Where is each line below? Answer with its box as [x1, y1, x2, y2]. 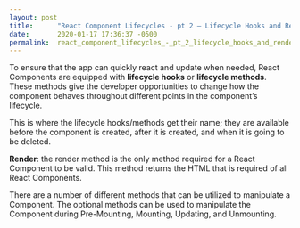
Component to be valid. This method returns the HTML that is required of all [9, 163, 288, 174]
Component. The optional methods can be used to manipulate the [9, 199, 252, 210]
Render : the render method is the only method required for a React [9, 153, 256, 165]
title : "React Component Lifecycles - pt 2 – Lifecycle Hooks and [9, 21, 281, 30]
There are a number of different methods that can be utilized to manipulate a [9, 190, 291, 200]
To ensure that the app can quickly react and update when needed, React [9, 62, 279, 73]
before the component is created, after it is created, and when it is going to [9, 126, 285, 138]
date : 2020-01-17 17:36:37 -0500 [9, 29, 158, 38]
